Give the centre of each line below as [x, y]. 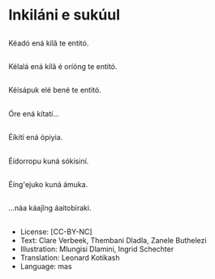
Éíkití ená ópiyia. [36, 137]
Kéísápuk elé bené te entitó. [55, 90]
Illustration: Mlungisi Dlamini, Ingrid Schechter [97, 249]
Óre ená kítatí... [34, 113]
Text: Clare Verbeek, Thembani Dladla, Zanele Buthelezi [113, 240]
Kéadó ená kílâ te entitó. [49, 43]
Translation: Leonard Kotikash [70, 257]
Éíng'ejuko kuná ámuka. [48, 184]
